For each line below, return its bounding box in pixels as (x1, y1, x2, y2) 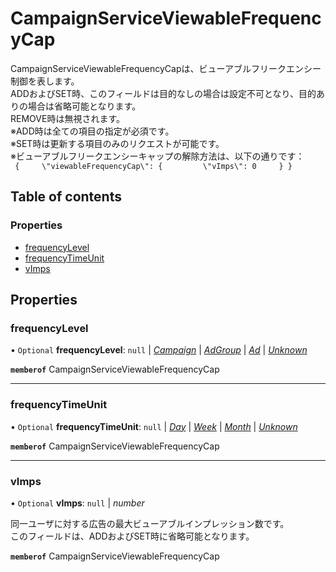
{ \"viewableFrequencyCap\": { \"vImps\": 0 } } (14, 161, 293, 171)
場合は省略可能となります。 (27, 100, 142, 112)
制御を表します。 (10, 75, 80, 87)
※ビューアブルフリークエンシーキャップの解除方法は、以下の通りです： (10, 150, 305, 162)
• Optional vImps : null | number (10, 497, 145, 509)
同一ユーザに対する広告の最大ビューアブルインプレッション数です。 (10, 517, 290, 529)
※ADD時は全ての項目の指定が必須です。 (10, 125, 175, 137)
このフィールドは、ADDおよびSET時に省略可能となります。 (10, 530, 255, 542)
